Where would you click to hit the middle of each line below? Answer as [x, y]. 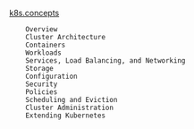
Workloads [44, 53]
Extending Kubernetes [65, 116]
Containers [46, 45]
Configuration [51, 76]
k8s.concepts [34, 13]
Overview [42, 30]
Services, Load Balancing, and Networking [105, 61]
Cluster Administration [70, 107]
